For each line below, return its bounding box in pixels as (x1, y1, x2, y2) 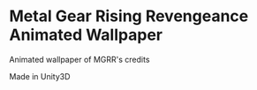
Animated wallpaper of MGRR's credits (9, 54, 150, 64)
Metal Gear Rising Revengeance (9, 6, 249, 26)
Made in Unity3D (9, 71, 71, 81)
